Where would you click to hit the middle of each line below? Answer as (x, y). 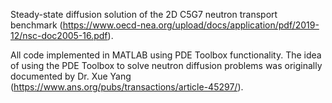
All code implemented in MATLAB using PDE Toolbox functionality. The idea (166, 55)
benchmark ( (36, 25)
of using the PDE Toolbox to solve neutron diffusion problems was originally (166, 65)
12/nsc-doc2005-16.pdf (59, 35)
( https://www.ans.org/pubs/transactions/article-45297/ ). (127, 87)
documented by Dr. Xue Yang (71, 76)
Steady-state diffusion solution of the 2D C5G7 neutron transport (144, 14)
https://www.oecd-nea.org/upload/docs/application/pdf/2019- (191, 25)
